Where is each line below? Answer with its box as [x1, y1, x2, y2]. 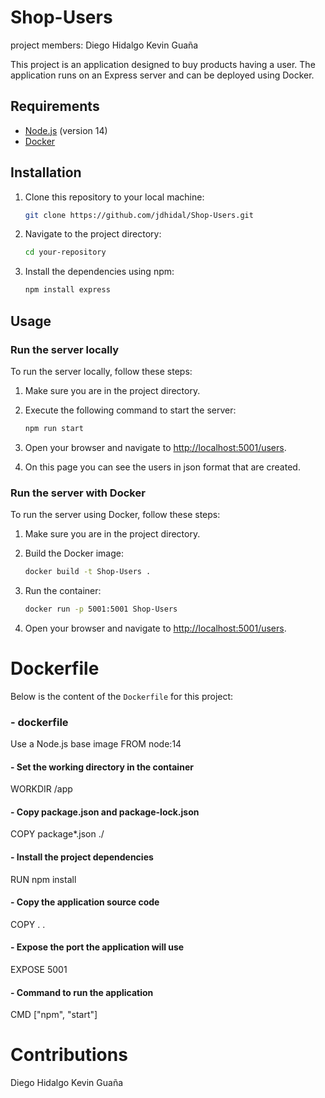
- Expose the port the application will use [10, 941, 185, 953]
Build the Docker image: [24, 547, 125, 560]
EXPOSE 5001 [10, 964, 68, 976]
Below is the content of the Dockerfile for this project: [10, 690, 234, 702]
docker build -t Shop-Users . [24, 567, 152, 577]
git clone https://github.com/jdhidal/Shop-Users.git [24, 210, 254, 220]
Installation [10, 164, 82, 181]
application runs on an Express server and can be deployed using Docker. [10, 69, 315, 81]
